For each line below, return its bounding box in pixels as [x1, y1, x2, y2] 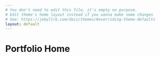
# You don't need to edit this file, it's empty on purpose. [5, 7, 138, 13]
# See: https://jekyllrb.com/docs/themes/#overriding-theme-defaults [5, 17, 156, 22]
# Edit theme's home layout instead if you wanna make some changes [5, 12, 153, 17]
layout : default [5, 21, 40, 27]
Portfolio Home [5, 43, 70, 54]
